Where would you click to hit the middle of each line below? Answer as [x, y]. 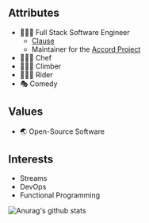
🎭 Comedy [38, 84]
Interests [31, 160]
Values [26, 112]
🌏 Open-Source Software [62, 131]
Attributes [34, 13]
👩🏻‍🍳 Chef [36, 57]
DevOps [33, 187]
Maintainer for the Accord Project [86, 49]
